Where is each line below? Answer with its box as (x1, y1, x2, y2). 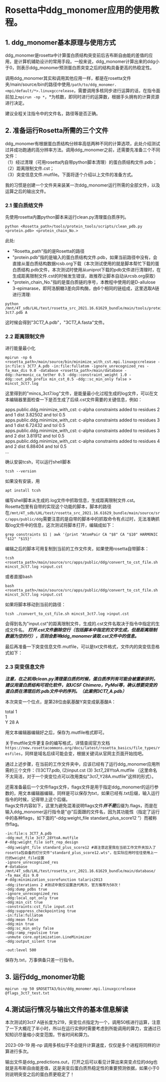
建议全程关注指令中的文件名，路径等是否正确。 (5, 111, 100, 117)
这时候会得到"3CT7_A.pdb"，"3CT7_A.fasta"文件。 (5, 319, 107, 325)
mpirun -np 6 (5, 355, 32, 360)
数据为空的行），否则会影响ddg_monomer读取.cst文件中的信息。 (5, 633, 139, 639)
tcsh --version (5, 469, 37, 474)
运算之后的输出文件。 (5, 188, 48, 194)
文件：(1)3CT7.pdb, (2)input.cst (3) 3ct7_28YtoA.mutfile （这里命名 (22, 767, 158, 773)
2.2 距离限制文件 (5, 333, 45, 340)
